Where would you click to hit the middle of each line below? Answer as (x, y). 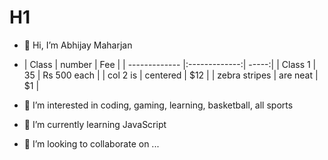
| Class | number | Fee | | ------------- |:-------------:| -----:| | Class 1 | (170, 64)
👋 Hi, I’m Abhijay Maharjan (78, 45)
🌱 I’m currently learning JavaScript (95, 124)
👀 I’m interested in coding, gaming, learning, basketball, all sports (158, 105)
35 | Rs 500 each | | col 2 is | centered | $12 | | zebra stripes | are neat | (171, 75)
